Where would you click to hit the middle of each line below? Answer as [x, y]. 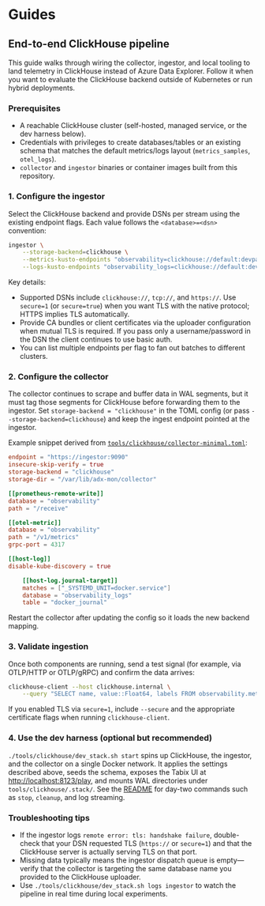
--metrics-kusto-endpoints [67, 260]
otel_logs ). [38, 159]
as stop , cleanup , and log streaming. [67, 797]
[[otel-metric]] [35, 523]
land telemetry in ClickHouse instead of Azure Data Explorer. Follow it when [131, 71]
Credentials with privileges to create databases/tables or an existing [130, 142]
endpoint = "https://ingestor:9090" [68, 457]
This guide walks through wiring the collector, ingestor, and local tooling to [129, 62]
